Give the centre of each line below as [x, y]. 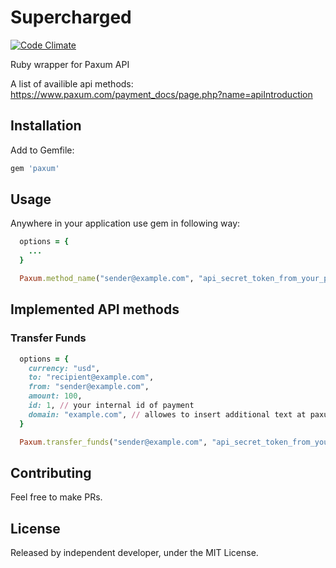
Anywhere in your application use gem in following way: [125, 223]
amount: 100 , [55, 396]
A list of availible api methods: [72, 83]
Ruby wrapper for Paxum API [70, 64]
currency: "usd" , [64, 368]
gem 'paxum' [35, 168]
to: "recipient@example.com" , [91, 377]
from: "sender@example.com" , [89, 387]
